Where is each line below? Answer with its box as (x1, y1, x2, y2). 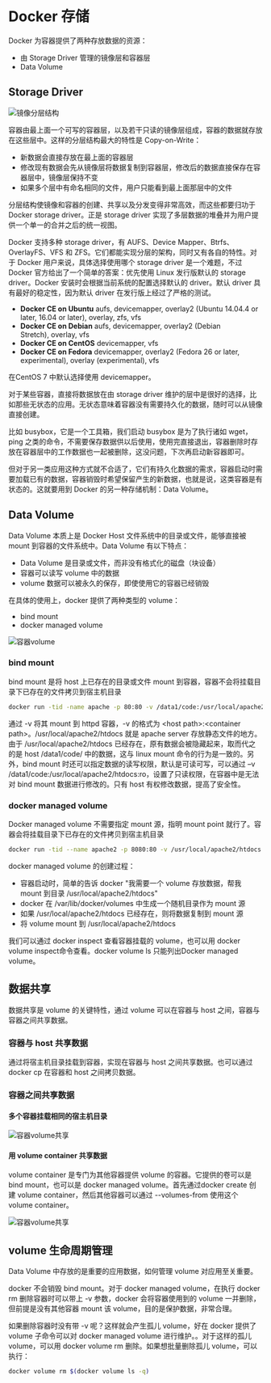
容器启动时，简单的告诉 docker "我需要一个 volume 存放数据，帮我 (19, 878, 242, 888)
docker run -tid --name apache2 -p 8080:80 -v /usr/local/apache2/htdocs (8, 845, 262, 854)
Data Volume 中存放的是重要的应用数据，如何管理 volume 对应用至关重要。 (8, 1267, 258, 1276)
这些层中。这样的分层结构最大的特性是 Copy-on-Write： (15, 135, 202, 145)
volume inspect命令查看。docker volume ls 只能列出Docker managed (8, 946, 239, 955)
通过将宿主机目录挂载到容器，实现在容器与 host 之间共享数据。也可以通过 (8, 1057, 253, 1067)
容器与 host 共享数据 (8, 1037, 89, 1048)
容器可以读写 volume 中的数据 (19, 567, 119, 578)
